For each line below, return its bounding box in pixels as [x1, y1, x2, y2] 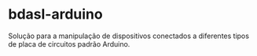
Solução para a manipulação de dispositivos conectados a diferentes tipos [8, 31, 250, 40]
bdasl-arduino [8, 5, 104, 23]
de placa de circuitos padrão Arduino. [8, 39, 130, 48]
